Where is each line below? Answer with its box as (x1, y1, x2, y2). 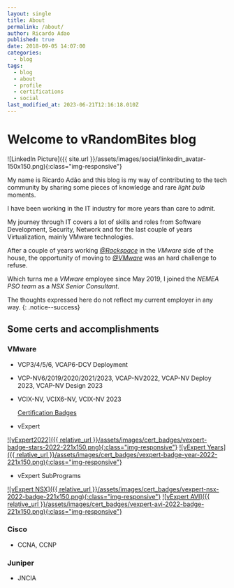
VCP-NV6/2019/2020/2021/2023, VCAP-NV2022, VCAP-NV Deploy (17, 374, 212, 382)
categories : (7, 50, 42, 57)
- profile (13, 82, 42, 89)
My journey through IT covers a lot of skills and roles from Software (7, 218, 201, 226)
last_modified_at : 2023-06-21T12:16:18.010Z (7, 101, 139, 108)
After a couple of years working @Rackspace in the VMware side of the (7, 246, 214, 254)
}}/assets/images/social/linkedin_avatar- (89, 155, 206, 163)
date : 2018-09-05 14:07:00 (7, 43, 86, 50)
